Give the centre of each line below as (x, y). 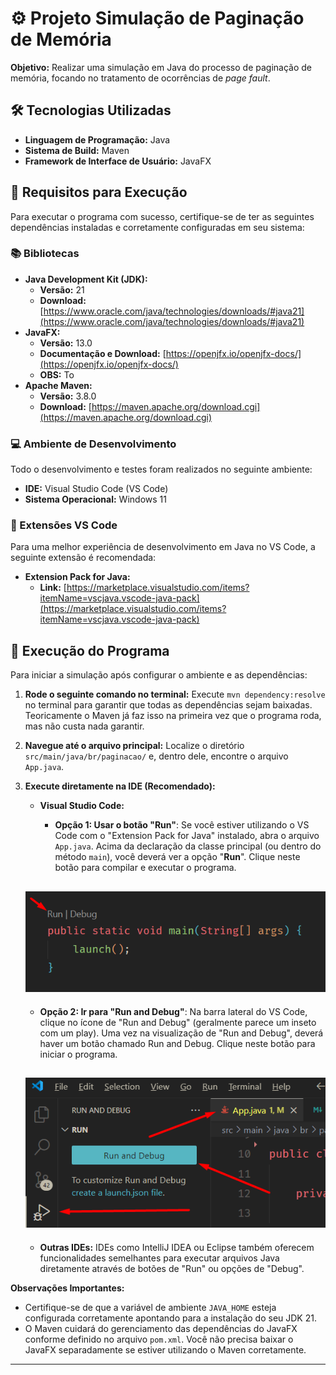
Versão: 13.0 (66, 343)
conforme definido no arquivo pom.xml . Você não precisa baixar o (159, 1339)
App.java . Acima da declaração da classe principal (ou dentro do (188, 846)
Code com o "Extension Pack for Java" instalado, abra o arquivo (187, 836)
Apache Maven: (58, 385)
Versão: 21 (62, 289)
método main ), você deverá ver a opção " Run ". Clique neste (177, 857)
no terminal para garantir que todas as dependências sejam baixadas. (168, 705)
